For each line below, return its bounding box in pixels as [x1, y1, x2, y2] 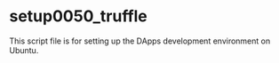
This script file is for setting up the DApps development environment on [9, 35, 271, 46]
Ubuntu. [9, 44, 39, 55]
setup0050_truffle [9, 6, 148, 27]
